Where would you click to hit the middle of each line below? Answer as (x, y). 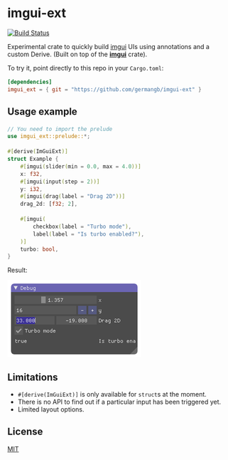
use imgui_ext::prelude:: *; (49, 137)
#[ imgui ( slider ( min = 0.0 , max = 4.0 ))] (81, 166)
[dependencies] (30, 82)
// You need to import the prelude (60, 129)
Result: (17, 270)
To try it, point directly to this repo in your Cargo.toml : (86, 68)
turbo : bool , (39, 249)
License (25, 432)
